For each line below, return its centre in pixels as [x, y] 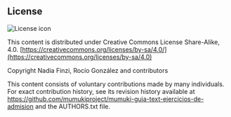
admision [20, 106]
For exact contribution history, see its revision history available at [101, 91]
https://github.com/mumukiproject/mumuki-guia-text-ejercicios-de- [106, 99]
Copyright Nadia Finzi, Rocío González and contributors [88, 70]
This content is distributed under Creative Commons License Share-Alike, [113, 42]
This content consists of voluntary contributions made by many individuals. [116, 84]
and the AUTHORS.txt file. [73, 106]
